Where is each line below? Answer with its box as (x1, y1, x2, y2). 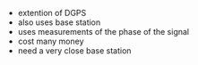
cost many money (17, 36, 84, 46)
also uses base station (17, 17, 101, 28)
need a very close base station (17, 45, 132, 56)
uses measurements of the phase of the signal (17, 27, 190, 37)
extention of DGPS (17, 8, 87, 18)
